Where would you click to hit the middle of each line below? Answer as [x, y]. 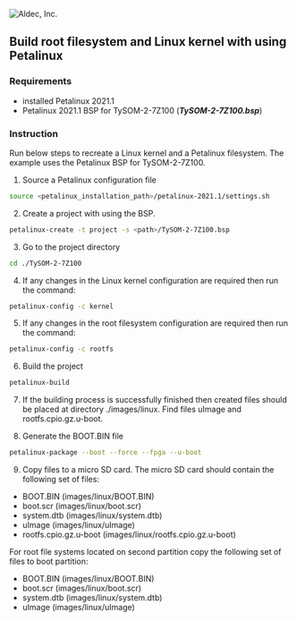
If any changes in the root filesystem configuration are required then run [155, 323]
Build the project [52, 366]
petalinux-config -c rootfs [62, 349]
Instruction [34, 133]
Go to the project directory [71, 247]
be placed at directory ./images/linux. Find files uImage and [132, 409]
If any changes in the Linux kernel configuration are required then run [150, 280]
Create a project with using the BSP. [89, 213]
